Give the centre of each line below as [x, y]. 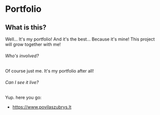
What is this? [26, 27]
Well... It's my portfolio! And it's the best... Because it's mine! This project [80, 39]
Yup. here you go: [23, 98]
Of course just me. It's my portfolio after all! [50, 71]
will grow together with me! [33, 44]
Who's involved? [22, 56]
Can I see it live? [22, 82]
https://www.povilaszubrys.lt [42, 107]
